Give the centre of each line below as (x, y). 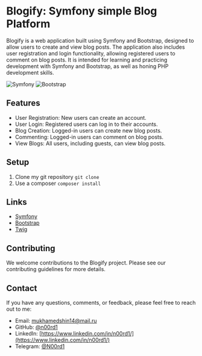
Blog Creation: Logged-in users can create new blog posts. (88, 130)
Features (23, 103)
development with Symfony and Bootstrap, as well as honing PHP (87, 66)
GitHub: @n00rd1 (36, 327)
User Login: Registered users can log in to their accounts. (86, 124)
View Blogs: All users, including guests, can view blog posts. (90, 143)
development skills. (30, 72)
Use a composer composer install (58, 183)
